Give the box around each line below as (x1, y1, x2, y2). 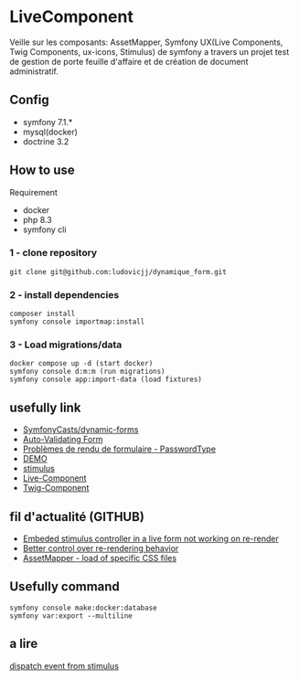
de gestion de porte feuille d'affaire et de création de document (9, 56, 249, 67)
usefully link (9, 399, 81, 415)
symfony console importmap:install (9, 317, 145, 326)
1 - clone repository (9, 247, 98, 260)
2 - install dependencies (9, 288, 120, 301)
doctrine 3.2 (22, 135, 69, 147)
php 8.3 (22, 214, 52, 225)
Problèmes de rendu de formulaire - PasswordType (22, 443, 217, 454)
